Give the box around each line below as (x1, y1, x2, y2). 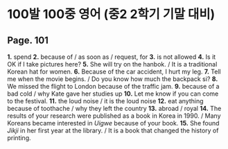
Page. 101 (7, 34, 49, 46)
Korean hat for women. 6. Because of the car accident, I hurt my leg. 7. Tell (7, 67, 221, 76)
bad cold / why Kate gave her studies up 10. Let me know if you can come (7, 89, 219, 98)
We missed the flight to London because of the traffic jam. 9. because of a (7, 82, 220, 90)
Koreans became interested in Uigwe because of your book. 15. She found (7, 119, 220, 127)
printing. (7, 134, 31, 142)
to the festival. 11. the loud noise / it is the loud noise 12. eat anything (7, 97, 204, 105)
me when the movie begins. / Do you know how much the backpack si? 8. (7, 75, 218, 83)
